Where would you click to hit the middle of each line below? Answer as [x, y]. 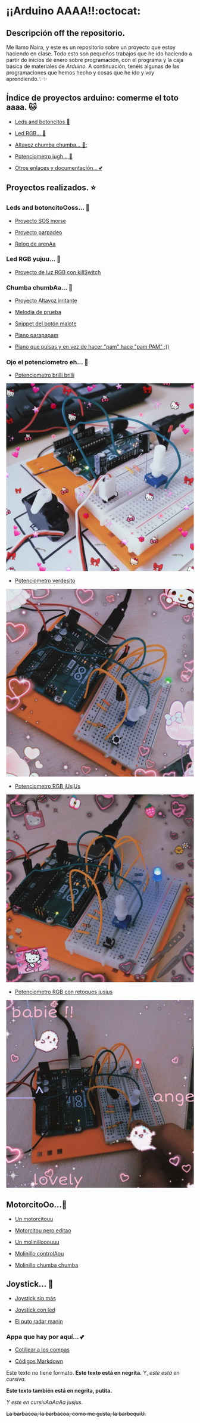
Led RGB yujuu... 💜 [34, 259]
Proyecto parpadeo [38, 232]
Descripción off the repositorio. [66, 33]
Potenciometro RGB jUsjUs [48, 786]
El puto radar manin [39, 1322]
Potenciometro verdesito [45, 581]
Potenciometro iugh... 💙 [43, 156]
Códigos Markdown [39, 1361]
